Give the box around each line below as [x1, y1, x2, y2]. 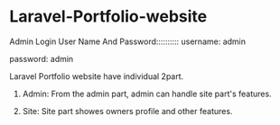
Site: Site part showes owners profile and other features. [22, 105, 233, 116]
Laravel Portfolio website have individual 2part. [9, 70, 184, 82]
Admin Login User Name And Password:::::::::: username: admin [9, 36, 247, 47]
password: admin [9, 53, 74, 64]
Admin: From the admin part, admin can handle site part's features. [22, 88, 273, 99]
